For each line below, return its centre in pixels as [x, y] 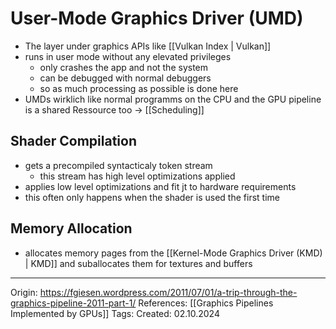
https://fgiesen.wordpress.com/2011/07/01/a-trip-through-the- [168, 292]
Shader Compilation [74, 141]
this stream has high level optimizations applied [137, 176]
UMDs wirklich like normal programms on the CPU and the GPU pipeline [173, 99]
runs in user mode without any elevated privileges [128, 56]
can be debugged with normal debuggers [125, 78]
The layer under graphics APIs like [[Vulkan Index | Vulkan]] [148, 46]
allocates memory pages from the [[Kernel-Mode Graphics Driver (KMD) [173, 253]
